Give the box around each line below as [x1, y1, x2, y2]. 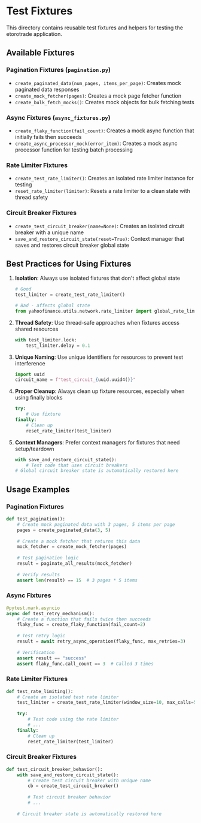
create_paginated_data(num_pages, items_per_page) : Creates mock [14, 79, 181, 86]
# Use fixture [26, 411, 61, 417]
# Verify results [17, 571, 60, 577]
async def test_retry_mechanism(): [6, 610, 95, 616]
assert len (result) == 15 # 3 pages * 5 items [17, 577, 138, 583]
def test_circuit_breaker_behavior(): [6, 766, 103, 772]
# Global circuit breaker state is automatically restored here [14, 468, 179, 474]
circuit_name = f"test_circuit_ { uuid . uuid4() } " [14, 377, 136, 383]
